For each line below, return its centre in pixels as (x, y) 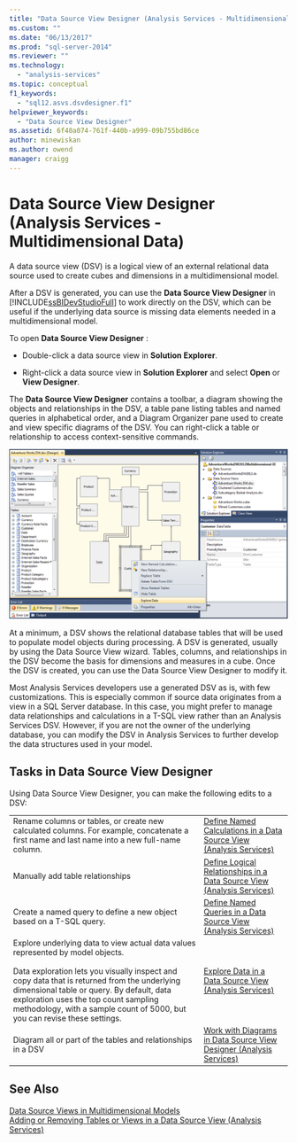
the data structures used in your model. (81, 743)
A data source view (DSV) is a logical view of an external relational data (139, 266)
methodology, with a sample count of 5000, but (99, 1009)
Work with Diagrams (240, 1030)
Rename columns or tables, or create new (88, 821)
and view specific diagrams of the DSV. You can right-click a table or (134, 427)
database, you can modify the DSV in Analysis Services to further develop (144, 735)
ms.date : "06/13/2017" (51, 37)
